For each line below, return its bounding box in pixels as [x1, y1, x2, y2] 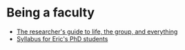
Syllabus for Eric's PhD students [16, 34, 108, 42]
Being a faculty [6, 5, 95, 21]
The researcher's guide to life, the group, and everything [16, 27, 178, 36]
